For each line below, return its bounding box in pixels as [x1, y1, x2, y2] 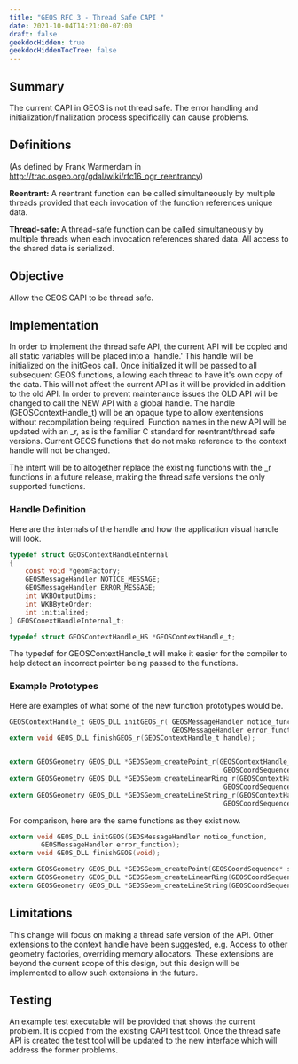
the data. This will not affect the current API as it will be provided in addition [9, 379, 286, 390]
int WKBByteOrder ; [25, 599, 93, 608]
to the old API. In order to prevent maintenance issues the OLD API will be [9, 388, 278, 400]
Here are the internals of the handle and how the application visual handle [9, 523, 279, 534]
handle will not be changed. [9, 445, 111, 456]
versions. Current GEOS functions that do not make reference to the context [9, 436, 286, 447]
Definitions [9, 138, 72, 153]
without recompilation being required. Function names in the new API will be [9, 417, 287, 427]
